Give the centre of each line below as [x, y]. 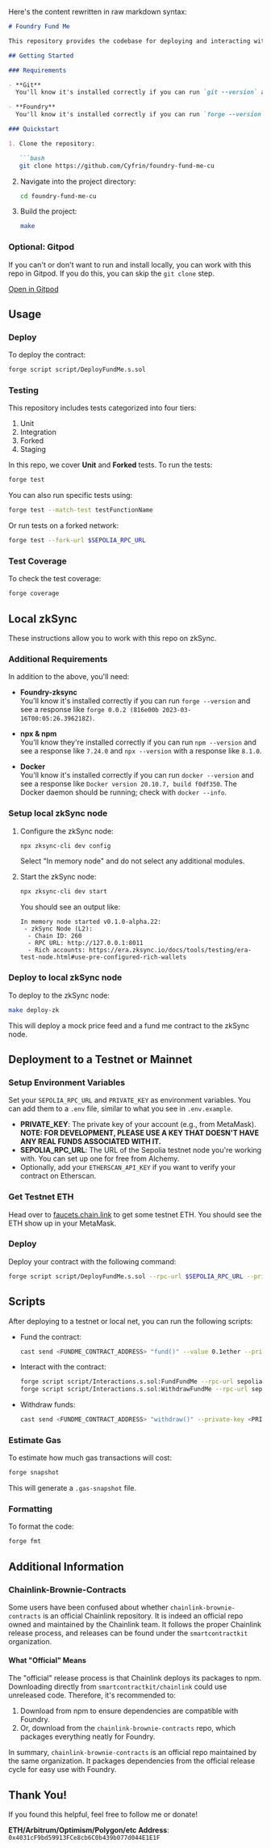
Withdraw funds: [48, 1405]
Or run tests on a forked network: [64, 525]
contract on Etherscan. [58, 1176]
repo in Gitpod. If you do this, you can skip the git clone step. [112, 273]
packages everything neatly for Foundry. [88, 1736]
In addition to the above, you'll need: [69, 677]
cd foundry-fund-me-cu [58, 196]
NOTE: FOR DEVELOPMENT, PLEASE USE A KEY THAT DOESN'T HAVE [140, 1133]
